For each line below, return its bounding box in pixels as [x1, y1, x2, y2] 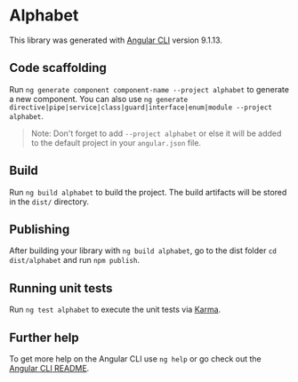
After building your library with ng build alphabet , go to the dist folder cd [9, 245, 278, 256]
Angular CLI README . [9, 363, 90, 373]
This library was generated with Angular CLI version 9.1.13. [9, 35, 222, 45]
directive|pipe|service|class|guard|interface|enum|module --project [9, 103, 273, 112]
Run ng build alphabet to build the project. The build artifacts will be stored [9, 187, 287, 197]
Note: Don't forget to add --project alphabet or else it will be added [30, 128, 282, 139]
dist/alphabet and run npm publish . [9, 255, 141, 266]
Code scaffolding [9, 60, 107, 76]
